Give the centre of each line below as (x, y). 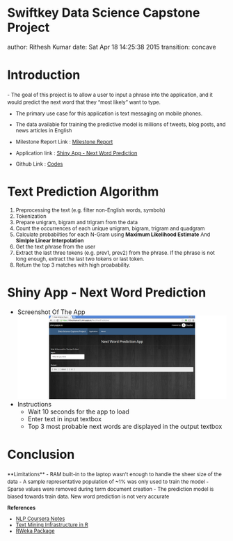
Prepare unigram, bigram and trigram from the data (77, 223)
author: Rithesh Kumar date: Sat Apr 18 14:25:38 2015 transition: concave (112, 47)
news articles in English (44, 131)
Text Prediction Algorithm (83, 192)
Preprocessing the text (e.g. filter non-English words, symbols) (90, 210)
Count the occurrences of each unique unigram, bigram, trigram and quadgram (110, 229)
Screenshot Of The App (51, 312)
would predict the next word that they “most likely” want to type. (84, 102)
